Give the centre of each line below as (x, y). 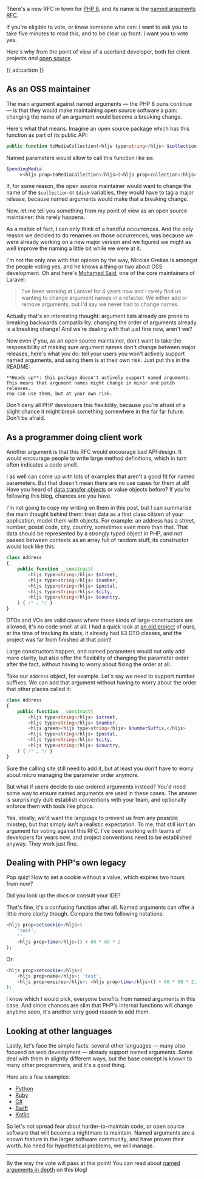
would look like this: (31, 546)
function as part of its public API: (47, 135)
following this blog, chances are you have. (59, 496)
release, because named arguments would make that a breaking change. (97, 199)
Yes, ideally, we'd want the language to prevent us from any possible (92, 818)
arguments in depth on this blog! (47, 1170)
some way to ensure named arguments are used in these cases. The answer (102, 793)
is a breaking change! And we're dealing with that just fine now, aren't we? (99, 329)
